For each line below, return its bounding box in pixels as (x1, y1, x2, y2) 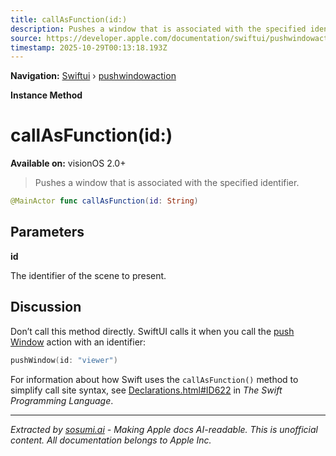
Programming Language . (10, 394, 114, 406)
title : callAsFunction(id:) (10, 14, 128, 25)
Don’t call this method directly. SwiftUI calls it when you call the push (10, 325, 295, 337)
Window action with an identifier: (10, 336, 147, 348)
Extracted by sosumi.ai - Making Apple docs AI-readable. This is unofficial (10, 423, 318, 435)
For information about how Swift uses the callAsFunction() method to (10, 373, 299, 385)
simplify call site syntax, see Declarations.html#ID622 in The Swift (10, 384, 283, 396)
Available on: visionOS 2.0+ (10, 157, 127, 170)
